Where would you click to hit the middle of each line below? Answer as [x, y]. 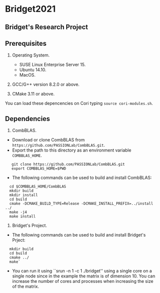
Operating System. [31, 55]
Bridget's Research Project [47, 27]
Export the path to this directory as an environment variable [71, 150]
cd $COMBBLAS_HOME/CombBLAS [38, 187]
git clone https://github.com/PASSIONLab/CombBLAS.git [68, 164]
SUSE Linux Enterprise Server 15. [53, 65]
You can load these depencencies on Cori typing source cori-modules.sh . [79, 103]
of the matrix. [26, 287]
